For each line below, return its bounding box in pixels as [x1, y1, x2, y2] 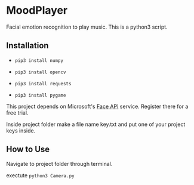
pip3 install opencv [14, 69, 66, 75]
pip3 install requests [14, 81, 72, 87]
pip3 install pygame [14, 92, 66, 98]
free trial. [6, 109, 29, 116]
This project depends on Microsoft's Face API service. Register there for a [6, 103, 189, 110]
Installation [6, 41, 49, 51]
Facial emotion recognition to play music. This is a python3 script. [6, 23, 168, 30]
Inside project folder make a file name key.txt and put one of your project [6, 121, 186, 128]
